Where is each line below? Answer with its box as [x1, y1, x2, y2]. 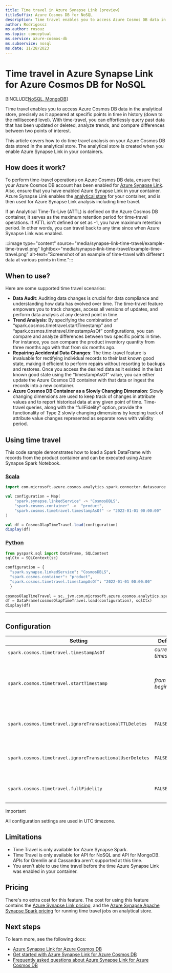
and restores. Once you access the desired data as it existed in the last [12, 366, 162, 372]
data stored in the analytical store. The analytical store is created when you [5, 143, 164, 149]
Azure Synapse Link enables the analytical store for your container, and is [5, 193, 161, 199]
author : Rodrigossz [5, 22, 47, 27]
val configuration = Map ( [5, 494, 60, 499]
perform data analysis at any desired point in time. [12, 312, 119, 318]
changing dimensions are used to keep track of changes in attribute [12, 393, 156, 399]
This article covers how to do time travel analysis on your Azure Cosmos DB [5, 137, 165, 144]
